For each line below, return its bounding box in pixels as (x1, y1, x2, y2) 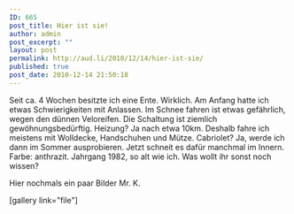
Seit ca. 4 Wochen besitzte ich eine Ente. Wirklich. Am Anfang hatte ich (9, 95, 270, 105)
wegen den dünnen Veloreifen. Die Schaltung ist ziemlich (9, 113, 218, 124)
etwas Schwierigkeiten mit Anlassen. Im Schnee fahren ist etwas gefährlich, (9, 103, 286, 115)
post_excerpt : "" (9, 37, 73, 47)
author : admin (9, 29, 62, 38)
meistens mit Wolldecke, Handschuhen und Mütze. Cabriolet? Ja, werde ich (9, 132, 285, 142)
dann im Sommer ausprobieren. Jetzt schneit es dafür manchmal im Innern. (9, 141, 285, 152)
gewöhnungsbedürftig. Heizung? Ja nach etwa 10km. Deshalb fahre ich (9, 123, 270, 134)
